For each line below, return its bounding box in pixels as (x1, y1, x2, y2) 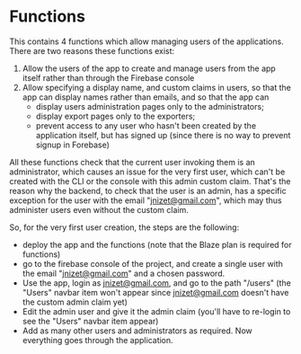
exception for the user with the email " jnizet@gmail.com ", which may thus (9, 195, 282, 206)
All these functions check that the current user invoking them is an (9, 156, 256, 167)
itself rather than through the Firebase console (22, 72, 195, 83)
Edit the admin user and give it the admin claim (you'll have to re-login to (22, 305, 291, 316)
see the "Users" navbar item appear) (22, 315, 159, 326)
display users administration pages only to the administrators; (35, 101, 265, 111)
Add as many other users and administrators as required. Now (22, 325, 253, 336)
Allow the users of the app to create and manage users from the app (22, 63, 276, 74)
